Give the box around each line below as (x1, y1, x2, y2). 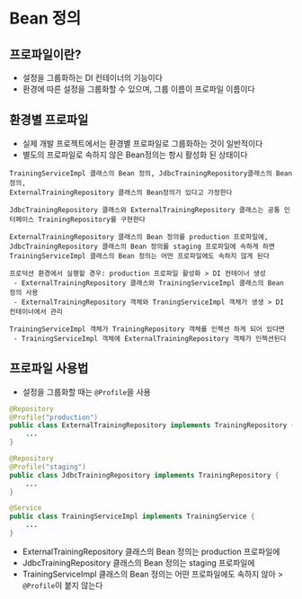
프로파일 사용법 (9, 361, 89, 376)
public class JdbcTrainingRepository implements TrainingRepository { (9, 470, 280, 479)
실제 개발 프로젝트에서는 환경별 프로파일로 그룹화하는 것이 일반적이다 (22, 138, 263, 148)
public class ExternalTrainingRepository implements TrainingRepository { (9, 421, 296, 430)
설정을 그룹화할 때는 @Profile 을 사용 (22, 386, 151, 397)
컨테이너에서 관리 (9, 307, 63, 316)
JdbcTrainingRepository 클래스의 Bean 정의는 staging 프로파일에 (22, 557, 255, 568)
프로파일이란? (9, 47, 82, 62)
